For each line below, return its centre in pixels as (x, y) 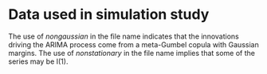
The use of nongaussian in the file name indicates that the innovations (124, 36)
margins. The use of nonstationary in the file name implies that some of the (132, 53)
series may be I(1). (38, 61)
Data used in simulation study (109, 15)
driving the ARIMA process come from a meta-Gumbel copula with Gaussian (133, 44)
